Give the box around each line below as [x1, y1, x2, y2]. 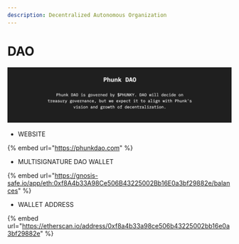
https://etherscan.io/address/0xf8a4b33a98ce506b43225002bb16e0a [21, 222, 230, 230]
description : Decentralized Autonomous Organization [7, 11, 167, 19]
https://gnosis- [54, 171, 98, 180]
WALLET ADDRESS [17, 200, 74, 209]
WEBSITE [17, 130, 46, 138]
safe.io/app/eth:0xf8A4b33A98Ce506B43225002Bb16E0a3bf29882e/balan [7, 179, 230, 188]
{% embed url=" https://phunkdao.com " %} [7, 143, 134, 153]
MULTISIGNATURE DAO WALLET [17, 158, 114, 166]
